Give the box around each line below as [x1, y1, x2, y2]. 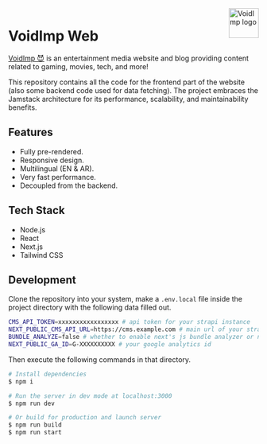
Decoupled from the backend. [19, 181, 118, 190]
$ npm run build [8, 421, 62, 429]
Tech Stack [8, 204, 65, 217]
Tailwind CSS [19, 250, 64, 259]
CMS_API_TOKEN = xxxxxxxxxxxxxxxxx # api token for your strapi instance [8, 318, 250, 326]
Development [8, 273, 77, 286]
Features [8, 126, 53, 139]
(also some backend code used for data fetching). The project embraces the [8, 85, 258, 95]
